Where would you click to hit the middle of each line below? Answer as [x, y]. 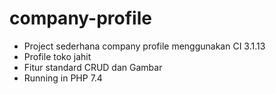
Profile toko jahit [57, 56]
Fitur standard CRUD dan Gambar [93, 67]
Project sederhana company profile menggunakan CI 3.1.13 [144, 46]
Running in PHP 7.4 [63, 78]
